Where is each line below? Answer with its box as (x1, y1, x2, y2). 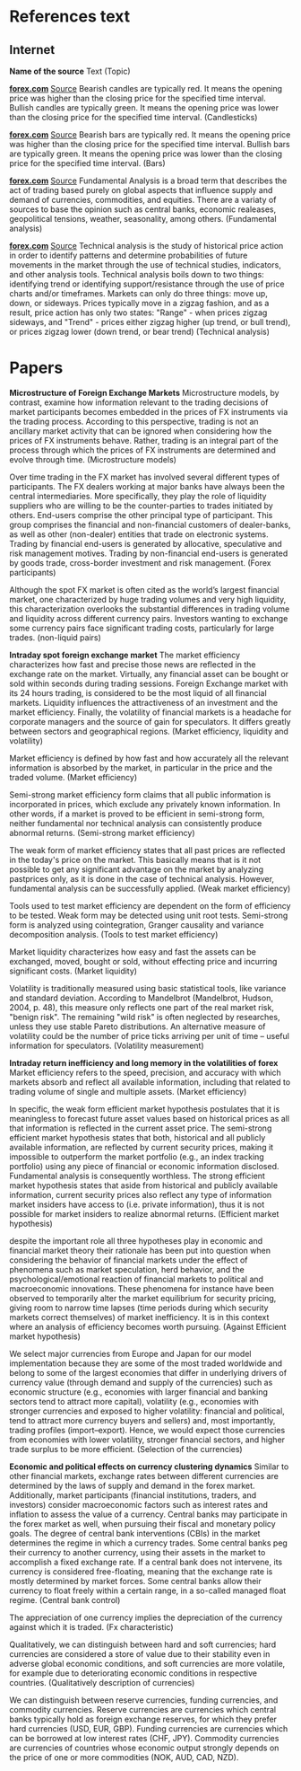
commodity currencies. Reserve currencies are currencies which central (9, 1704, 276, 1714)
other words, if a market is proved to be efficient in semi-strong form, (9, 808, 265, 819)
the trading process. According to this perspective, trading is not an (9, 416, 259, 427)
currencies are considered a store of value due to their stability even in (9, 1648, 271, 1659)
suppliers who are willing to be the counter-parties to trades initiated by (9, 500, 273, 511)
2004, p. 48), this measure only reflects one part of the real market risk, (9, 1001, 275, 1012)
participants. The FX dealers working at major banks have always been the (9, 480, 285, 491)
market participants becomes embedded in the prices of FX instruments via (9, 406, 288, 417)
